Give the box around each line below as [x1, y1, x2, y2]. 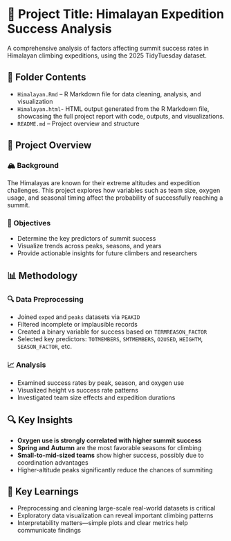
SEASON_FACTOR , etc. [17, 343, 73, 351]
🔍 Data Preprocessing [7, 295, 84, 304]
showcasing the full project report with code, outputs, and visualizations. [17, 112, 225, 120]
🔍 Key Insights [7, 414, 73, 426]
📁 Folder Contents [7, 71, 86, 83]
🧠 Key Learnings [7, 486, 80, 497]
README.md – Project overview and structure [17, 119, 140, 128]
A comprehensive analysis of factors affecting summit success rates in [7, 44, 209, 52]
